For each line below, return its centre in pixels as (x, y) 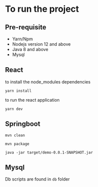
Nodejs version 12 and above (41, 44)
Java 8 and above (30, 49)
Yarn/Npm (23, 39)
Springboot (23, 124)
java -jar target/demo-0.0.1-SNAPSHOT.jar (49, 152)
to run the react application (32, 100)
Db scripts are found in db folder (37, 179)
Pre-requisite (26, 27)
